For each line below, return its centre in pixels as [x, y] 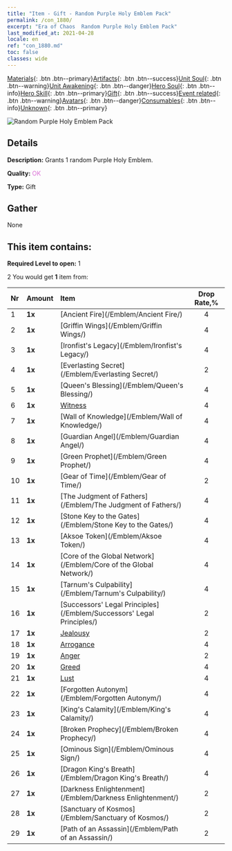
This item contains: [49, 247]
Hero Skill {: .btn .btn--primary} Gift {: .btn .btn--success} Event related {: [120, 93]
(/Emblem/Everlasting [95, 374]
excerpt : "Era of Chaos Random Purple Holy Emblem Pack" [92, 26]
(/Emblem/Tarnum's [92, 593]
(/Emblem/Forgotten [93, 699]
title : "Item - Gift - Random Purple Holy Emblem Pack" [89, 14]
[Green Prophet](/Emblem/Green [113, 457]
